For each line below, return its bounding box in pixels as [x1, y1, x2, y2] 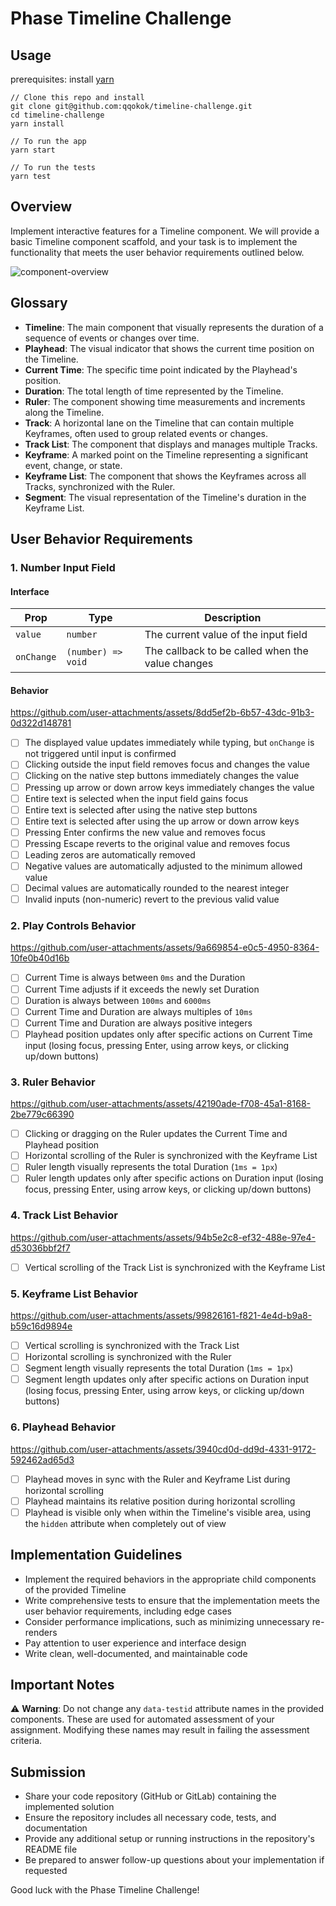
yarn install [10, 119, 65, 129]
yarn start [10, 145, 56, 155]
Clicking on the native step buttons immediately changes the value [24, 770, 300, 782]
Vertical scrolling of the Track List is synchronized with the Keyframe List [24, 1261, 326, 1273]
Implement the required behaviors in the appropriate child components [24, 1573, 317, 1585]
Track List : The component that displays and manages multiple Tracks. [24, 438, 318, 450]
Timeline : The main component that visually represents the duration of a [24, 321, 324, 333]
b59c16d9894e [10, 1320, 73, 1332]
